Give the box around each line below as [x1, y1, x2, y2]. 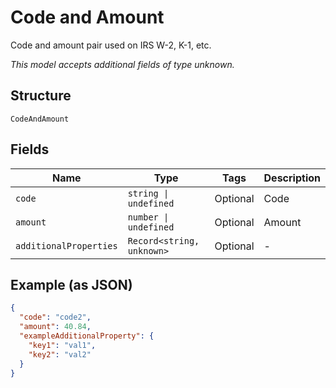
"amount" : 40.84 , [19, 322, 92, 332]
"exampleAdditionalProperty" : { [19, 331, 155, 341]
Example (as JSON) [10, 276, 133, 293]
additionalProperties [15, 240, 118, 251]
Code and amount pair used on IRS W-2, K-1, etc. [10, 39, 212, 51]
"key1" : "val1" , [28, 340, 97, 350]
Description [263, 171, 321, 185]
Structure [10, 87, 72, 105]
